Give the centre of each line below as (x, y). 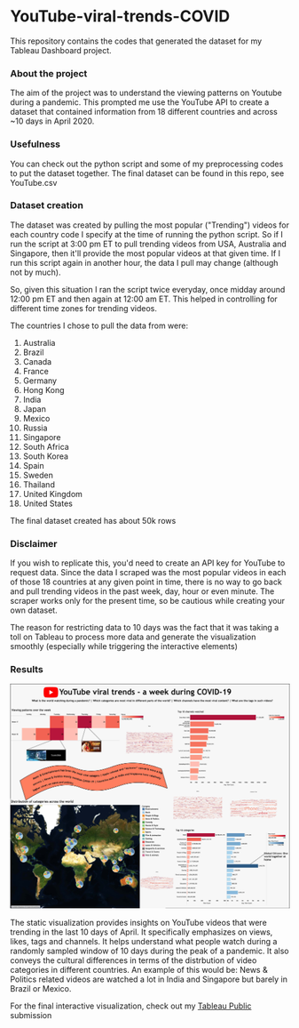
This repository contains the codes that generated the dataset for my (136, 41)
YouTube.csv (34, 182)
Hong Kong (43, 390)
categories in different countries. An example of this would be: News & (139, 969)
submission (31, 1015)
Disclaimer (34, 543)
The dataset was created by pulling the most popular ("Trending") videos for (149, 225)
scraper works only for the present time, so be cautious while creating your (148, 601)
